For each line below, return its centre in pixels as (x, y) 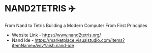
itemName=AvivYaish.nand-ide (43, 45)
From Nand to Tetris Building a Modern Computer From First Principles (76, 25)
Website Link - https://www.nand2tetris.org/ (56, 35)
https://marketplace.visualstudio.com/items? (80, 40)
